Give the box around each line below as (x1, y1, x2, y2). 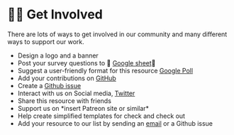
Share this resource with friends (17, 96, 112, 105)
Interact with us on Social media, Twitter (17, 89, 135, 97)
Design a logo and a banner (17, 51, 99, 60)
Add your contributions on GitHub (17, 74, 117, 82)
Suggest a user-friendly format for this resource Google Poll (17, 66, 194, 75)
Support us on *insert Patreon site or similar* (17, 104, 150, 112)
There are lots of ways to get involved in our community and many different (7, 30, 228, 38)
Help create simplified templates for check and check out (17, 112, 186, 120)
